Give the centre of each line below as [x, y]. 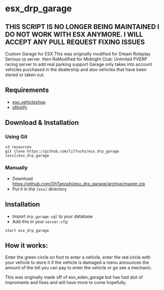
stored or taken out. [25, 75]
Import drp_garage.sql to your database [52, 216]
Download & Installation [42, 123]
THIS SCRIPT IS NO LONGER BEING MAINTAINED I [82, 27]
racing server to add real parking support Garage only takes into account [79, 64]
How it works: [26, 246]
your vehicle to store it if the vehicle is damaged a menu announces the [77, 262]
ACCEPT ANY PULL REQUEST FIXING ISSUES [75, 42]
